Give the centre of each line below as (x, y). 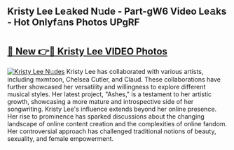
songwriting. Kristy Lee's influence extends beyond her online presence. (112, 109)
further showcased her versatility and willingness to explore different (106, 87)
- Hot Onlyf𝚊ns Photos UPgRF (74, 23)
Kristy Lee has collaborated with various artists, (135, 72)
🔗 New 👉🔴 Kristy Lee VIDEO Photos (88, 51)
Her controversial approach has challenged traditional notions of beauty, (112, 131)
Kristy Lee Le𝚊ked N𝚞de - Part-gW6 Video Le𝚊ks (117, 12)
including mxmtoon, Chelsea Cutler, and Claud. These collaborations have (114, 79)
